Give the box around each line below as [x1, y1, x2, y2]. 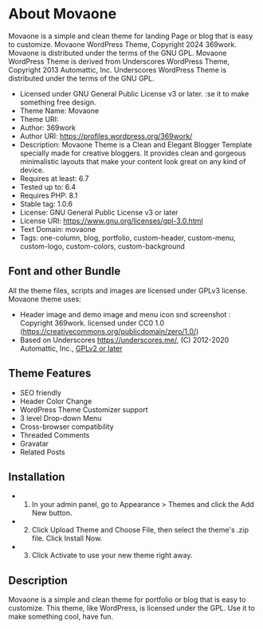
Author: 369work [19, 123, 77, 132]
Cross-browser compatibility [19, 422, 114, 431]
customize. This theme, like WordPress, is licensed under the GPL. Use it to [8, 603, 255, 613]
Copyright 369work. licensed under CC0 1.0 [19, 318, 165, 328]
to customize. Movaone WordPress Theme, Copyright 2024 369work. [8, 39, 237, 49]
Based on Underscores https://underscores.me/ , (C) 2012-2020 [19, 335, 230, 344]
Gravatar [19, 438, 49, 448]
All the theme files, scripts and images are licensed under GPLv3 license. [8, 285, 248, 295]
